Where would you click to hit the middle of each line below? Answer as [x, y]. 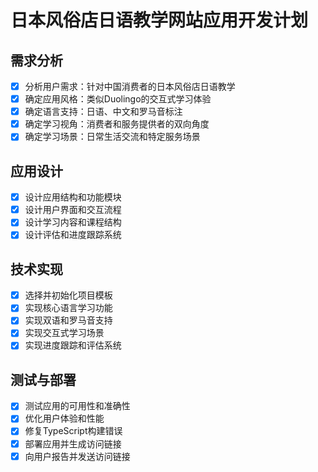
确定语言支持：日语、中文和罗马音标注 [103, 112]
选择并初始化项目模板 [68, 295]
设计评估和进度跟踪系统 [73, 235]
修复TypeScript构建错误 [73, 431]
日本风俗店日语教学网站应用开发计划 [159, 20]
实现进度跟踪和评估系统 [73, 345]
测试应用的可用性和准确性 [77, 406]
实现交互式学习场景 [64, 333]
